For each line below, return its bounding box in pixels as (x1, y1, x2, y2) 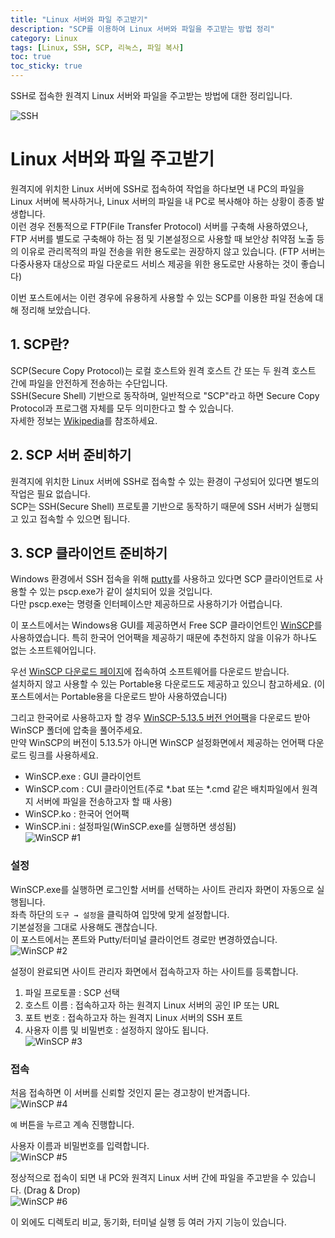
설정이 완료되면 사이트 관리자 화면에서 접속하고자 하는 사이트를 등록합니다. (10, 965, 299, 977)
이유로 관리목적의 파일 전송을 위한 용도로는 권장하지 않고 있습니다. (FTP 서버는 (20, 245, 326, 257)
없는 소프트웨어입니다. (10, 644, 97, 656)
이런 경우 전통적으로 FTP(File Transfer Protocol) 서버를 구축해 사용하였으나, (10, 220, 308, 232)
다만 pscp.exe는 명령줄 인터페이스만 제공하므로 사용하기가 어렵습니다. (10, 598, 283, 610)
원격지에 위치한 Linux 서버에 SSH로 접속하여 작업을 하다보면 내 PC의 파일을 (10, 182, 305, 195)
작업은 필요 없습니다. (10, 487, 91, 500)
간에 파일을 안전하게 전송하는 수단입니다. (10, 377, 168, 389)
